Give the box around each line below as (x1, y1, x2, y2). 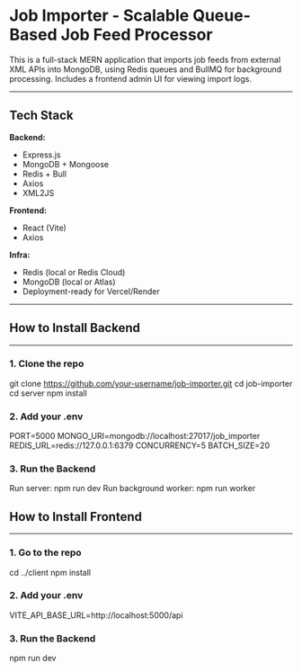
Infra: (9, 249, 31, 260)
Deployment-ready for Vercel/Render (22, 285, 160, 297)
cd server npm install (9, 388, 87, 399)
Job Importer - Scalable (9, 5, 190, 26)
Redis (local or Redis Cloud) (22, 266, 126, 277)
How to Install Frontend (9, 509, 142, 524)
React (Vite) (22, 222, 67, 233)
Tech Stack (9, 108, 74, 123)
